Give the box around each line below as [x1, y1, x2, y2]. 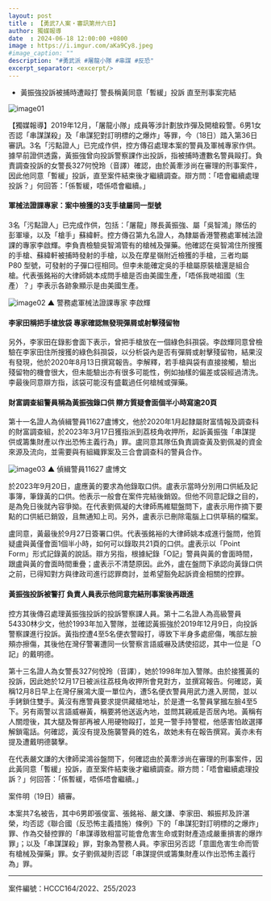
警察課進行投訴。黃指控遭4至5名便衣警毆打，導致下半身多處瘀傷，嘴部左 [8, 628, 251, 638]
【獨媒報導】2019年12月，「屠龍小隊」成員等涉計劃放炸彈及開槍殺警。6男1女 [8, 120, 262, 130]
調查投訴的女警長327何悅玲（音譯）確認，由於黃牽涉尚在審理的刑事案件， [15, 161, 262, 170]
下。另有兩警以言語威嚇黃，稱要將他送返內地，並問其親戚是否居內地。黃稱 [8, 707, 256, 716]
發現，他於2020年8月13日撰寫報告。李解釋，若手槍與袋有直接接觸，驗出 [15, 357, 256, 367]
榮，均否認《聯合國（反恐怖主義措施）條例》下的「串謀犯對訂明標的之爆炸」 [8, 818, 263, 828]
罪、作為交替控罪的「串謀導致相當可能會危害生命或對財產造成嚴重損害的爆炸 [8, 828, 263, 838]
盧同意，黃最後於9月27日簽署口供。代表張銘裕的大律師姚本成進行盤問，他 [8, 529, 255, 539]
